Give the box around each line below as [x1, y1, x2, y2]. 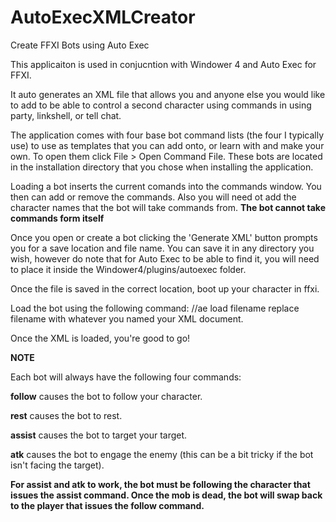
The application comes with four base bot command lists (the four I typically [10, 129, 325, 141]
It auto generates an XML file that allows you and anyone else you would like [10, 88, 326, 100]
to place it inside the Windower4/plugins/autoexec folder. [10, 263, 247, 275]
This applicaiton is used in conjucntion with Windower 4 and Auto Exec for [10, 58, 317, 70]
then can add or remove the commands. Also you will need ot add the [10, 191, 297, 203]
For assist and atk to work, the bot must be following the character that [10, 478, 311, 490]
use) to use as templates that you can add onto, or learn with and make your [10, 139, 325, 151]
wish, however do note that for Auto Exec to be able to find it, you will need [10, 252, 320, 265]
